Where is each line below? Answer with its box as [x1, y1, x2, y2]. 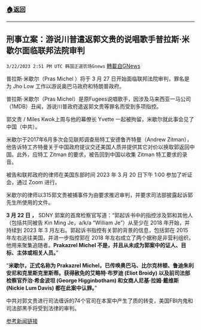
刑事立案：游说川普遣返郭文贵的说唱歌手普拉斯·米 [6, 34, 190, 44]
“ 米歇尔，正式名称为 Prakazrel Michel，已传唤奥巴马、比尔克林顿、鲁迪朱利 [6, 262, 194, 269]
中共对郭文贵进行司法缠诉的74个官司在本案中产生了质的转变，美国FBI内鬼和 [6, 297, 193, 304]
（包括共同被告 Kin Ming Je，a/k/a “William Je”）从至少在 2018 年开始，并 [6, 219, 190, 226]
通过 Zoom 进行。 [16, 179, 60, 186]
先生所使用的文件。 [6, 199, 54, 206]
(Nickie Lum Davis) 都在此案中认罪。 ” [6, 284, 98, 292]
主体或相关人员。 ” [16, 249, 59, 256]
